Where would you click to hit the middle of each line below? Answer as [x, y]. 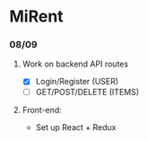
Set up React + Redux [76, 127]
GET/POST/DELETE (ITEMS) [87, 92]
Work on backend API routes [75, 64]
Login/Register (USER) [77, 82]
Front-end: [42, 110]
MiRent [37, 17]
